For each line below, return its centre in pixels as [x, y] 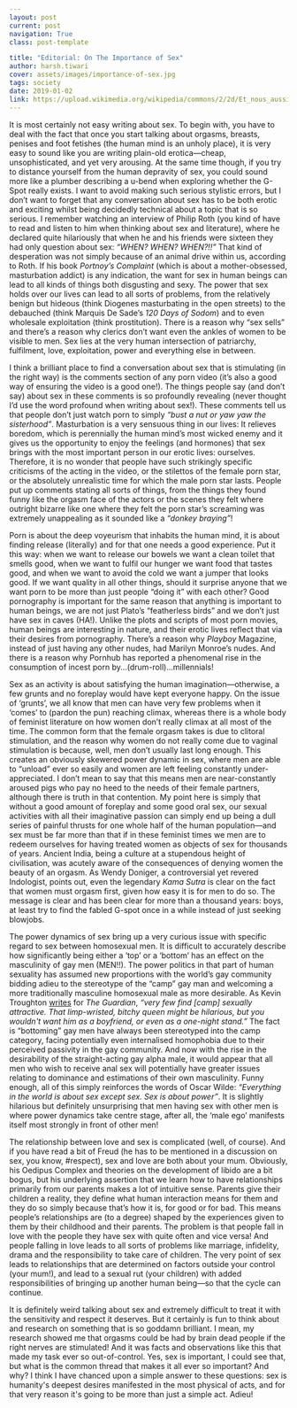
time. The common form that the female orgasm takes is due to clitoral [137, 731]
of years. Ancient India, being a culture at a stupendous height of [127, 853]
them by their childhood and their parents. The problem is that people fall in [147, 1226]
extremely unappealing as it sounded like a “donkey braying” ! [121, 518]
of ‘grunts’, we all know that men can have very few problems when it [135, 703]
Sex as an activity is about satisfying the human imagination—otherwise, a [145, 684]
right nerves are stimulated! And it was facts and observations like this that [145, 1347]
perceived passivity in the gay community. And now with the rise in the [138, 1049]
